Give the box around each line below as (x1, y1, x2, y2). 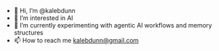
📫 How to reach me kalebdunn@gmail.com (13, 37, 139, 44)
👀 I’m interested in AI (13, 14, 74, 22)
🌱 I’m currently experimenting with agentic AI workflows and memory (13, 21, 212, 29)
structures (13, 28, 44, 37)
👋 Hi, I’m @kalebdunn (13, 7, 76, 14)
